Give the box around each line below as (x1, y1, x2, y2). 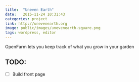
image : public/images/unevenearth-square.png (5, 26, 100, 31)
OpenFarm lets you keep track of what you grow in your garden (5, 44, 135, 49)
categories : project (5, 16, 48, 21)
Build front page (12, 71, 46, 77)
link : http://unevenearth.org (5, 21, 68, 26)
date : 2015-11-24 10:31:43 (5, 12, 65, 17)
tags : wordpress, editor (5, 30, 56, 35)
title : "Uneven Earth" (5, 7, 54, 12)
